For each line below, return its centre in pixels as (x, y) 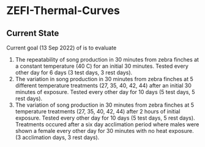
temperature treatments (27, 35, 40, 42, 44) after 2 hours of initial (98, 111)
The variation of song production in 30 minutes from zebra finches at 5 (105, 105)
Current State (33, 33)
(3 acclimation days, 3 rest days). (57, 137)
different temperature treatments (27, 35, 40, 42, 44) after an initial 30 (103, 85)
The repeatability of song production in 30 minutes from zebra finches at (107, 59)
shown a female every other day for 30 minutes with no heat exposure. (104, 131)
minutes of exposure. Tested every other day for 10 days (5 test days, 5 (105, 92)
